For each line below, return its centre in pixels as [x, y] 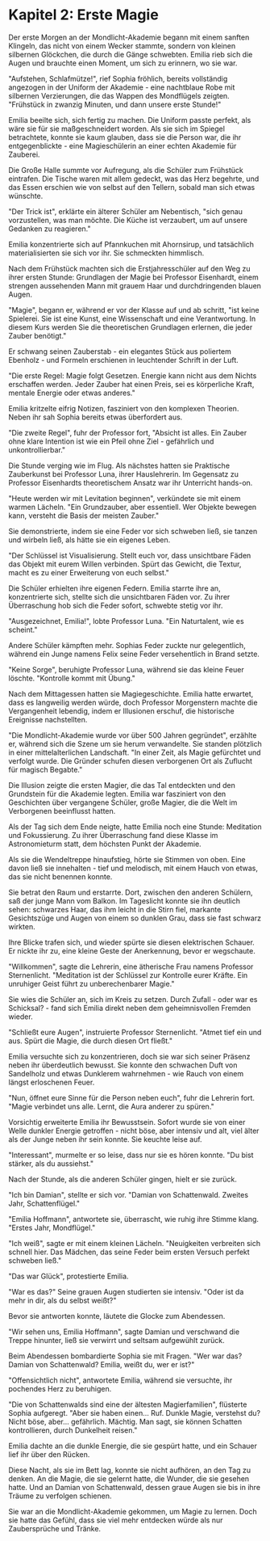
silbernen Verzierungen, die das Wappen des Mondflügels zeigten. [119, 95]
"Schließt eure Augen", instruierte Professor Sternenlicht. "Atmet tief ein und [135, 1032]
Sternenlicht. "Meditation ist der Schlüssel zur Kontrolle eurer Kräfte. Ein [128, 975]
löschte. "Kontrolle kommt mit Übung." [72, 678]
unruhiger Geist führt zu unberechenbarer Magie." [91, 983]
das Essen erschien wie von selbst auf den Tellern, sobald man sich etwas [132, 187]
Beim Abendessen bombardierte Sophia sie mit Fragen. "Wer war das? [125, 1356]
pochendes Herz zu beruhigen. [60, 1388]
